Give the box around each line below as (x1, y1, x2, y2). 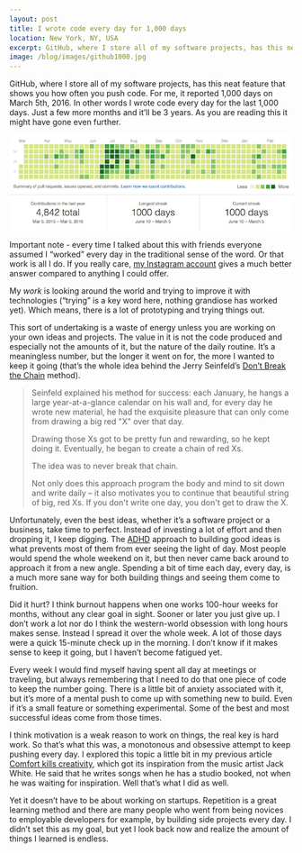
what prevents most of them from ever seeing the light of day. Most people (9, 543, 287, 554)
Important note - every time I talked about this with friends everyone (9, 240, 262, 250)
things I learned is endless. (9, 833, 110, 844)
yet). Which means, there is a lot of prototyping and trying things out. (9, 304, 265, 315)
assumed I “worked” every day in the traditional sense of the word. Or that (9, 249, 285, 260)
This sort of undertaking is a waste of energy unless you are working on (9, 322, 276, 333)
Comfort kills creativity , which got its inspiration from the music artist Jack (9, 758, 285, 769)
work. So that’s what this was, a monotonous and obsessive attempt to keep (9, 740, 291, 750)
